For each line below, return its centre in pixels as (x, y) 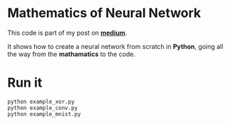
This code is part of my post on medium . (67, 33)
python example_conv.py (43, 108)
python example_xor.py (41, 102)
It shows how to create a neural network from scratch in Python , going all (115, 46)
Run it (25, 83)
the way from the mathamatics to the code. (72, 54)
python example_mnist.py (44, 114)
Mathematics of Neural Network (104, 13)
